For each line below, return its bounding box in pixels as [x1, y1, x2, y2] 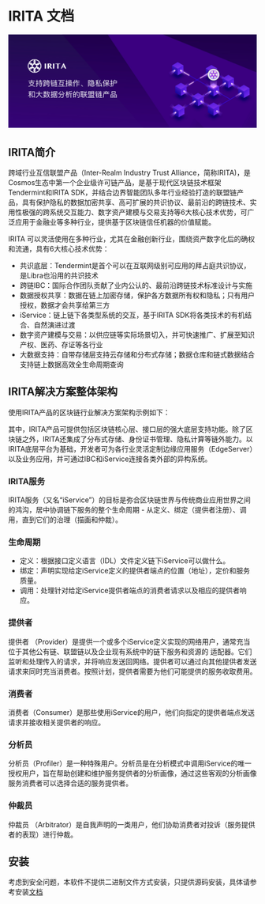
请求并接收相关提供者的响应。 [8, 717, 105, 727]
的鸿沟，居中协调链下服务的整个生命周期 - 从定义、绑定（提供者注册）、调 [8, 505, 247, 515]
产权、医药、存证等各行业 [19, 339, 103, 349]
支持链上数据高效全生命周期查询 [19, 359, 124, 369]
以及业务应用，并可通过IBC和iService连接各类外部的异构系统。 [8, 454, 212, 463]
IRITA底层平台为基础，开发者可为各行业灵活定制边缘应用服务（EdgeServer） [8, 444, 257, 453]
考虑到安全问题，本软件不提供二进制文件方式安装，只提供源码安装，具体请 [8, 877, 250, 887]
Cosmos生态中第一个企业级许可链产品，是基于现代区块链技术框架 [8, 177, 222, 187]
